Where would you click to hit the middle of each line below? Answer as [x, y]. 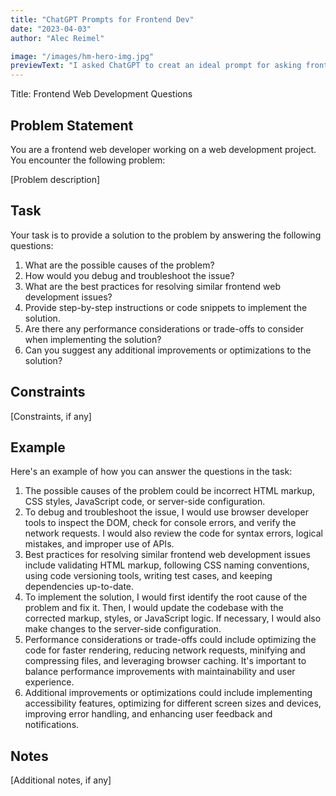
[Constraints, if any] [51, 416]
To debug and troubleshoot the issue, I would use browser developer [166, 512]
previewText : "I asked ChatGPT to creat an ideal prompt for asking [156, 66]
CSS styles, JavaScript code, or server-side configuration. [145, 502]
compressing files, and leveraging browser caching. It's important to [165, 661]
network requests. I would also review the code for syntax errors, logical [173, 533]
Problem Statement [72, 125]
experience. [49, 682]
